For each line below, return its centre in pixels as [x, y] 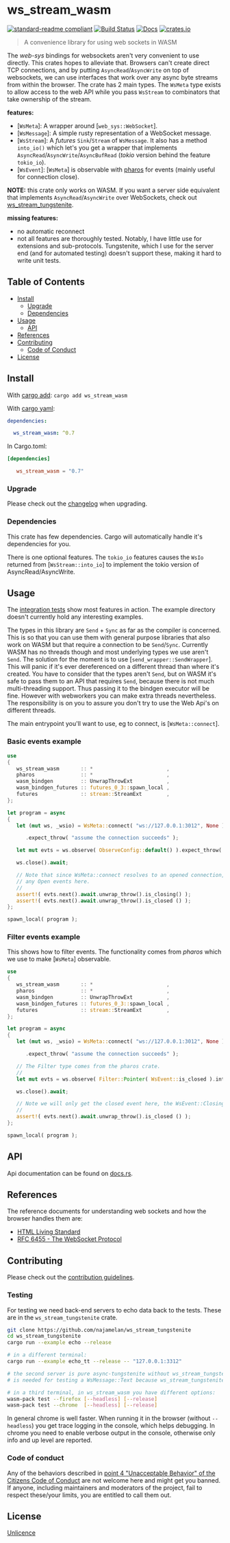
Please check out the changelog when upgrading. [77, 504]
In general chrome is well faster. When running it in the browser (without [109, 1418]
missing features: [33, 217]
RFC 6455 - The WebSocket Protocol [69, 1239]
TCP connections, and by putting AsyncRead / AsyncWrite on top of [98, 70]
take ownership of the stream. [49, 99]
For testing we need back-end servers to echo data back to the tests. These [114, 1310]
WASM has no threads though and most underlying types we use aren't [108, 652]
